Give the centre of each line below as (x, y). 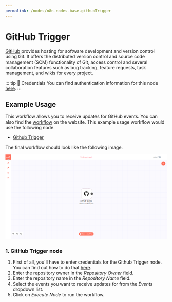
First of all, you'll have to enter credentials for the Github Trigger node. (87, 262)
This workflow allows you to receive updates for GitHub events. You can (82, 117)
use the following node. (30, 128)
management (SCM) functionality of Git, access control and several (77, 62)
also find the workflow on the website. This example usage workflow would (85, 122)
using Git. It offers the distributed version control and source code (75, 56)
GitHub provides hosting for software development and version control (80, 51)
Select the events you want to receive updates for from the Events (83, 284)
